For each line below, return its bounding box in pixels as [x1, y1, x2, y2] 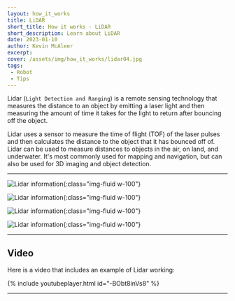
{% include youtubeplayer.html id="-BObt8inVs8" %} [7, 279, 159, 288]
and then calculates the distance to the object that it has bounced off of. [7, 138, 215, 146]
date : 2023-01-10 [7, 36, 58, 43]
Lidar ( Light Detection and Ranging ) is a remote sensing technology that [7, 94, 218, 103]
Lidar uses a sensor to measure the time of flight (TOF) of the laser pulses [7, 130, 220, 138]
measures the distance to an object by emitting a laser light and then [7, 102, 205, 110]
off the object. [7, 117, 48, 125]
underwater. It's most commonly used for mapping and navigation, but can [7, 152, 222, 161]
